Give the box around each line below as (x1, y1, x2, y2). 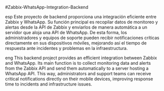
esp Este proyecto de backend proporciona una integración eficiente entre (5, 14, 157, 19)
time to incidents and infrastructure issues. (5, 81, 92, 87)
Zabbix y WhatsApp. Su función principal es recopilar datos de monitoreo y (5, 19, 158, 25)
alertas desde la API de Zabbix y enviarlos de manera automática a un (5, 24, 147, 30)
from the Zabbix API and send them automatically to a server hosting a (5, 65, 149, 71)
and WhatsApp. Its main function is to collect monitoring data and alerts (5, 60, 151, 66)
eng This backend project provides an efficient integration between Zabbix (5, 55, 157, 61)
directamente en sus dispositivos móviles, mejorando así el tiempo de (5, 40, 147, 46)
